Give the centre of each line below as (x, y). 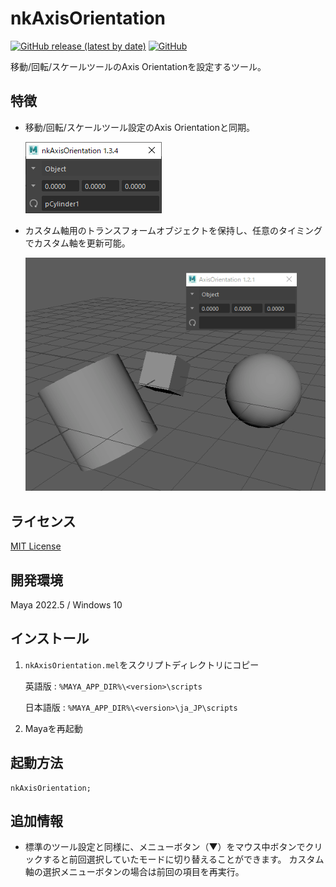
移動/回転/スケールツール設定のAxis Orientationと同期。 (139, 127)
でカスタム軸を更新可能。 (77, 243)
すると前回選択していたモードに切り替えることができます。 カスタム (183, 859)
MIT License (36, 546)
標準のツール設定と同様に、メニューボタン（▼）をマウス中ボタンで (165, 847)
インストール (50, 638)
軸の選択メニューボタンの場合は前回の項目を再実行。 (134, 872)
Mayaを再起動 (53, 728)
